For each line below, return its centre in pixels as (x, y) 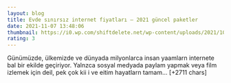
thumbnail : (23, 32)
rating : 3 (21, 39)
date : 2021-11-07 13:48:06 (46, 26)
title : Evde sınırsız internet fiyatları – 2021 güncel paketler (102, 20)
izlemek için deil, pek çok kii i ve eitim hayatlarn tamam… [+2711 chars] (107, 73)
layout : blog (26, 13)
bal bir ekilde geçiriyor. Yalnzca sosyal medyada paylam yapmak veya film (112, 65)
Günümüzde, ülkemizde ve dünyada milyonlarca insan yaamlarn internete (111, 58)
